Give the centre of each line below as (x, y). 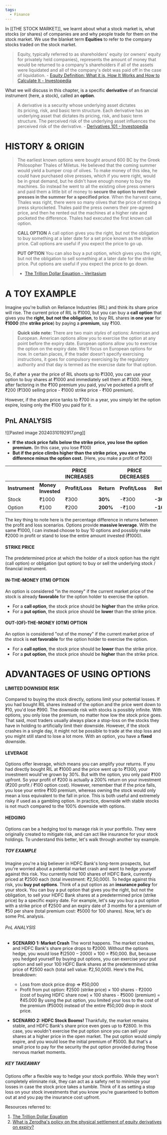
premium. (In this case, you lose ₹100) (52, 448)
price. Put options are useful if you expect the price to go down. (83, 264)
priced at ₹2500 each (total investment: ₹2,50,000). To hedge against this (81, 879)
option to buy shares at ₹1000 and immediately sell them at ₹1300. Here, (79, 380)
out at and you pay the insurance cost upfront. (53, 1097)
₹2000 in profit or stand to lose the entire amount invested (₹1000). (74, 536)
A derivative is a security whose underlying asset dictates (76, 105)
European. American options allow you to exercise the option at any (86, 338)
